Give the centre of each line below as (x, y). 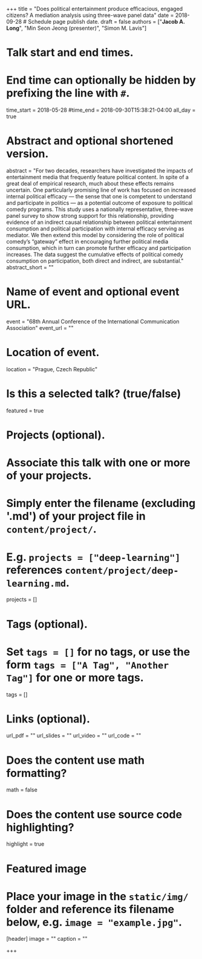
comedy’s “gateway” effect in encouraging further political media (87, 241)
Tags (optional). (47, 624)
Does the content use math (76, 760)
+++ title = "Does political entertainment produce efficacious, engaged (95, 9)
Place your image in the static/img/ (97, 896)
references (34, 570)
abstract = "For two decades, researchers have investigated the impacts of (100, 171)
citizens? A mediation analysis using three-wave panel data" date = (90, 15)
